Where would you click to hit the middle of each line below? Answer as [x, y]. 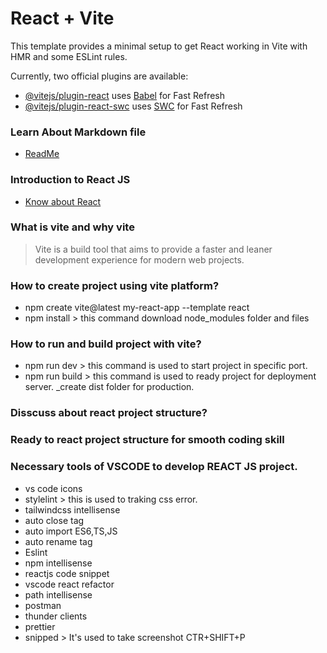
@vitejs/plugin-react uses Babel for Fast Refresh [125, 95]
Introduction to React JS [70, 180]
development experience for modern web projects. [139, 259]
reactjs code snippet [67, 573]
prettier [40, 626]
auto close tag [54, 520]
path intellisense [58, 594]
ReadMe [42, 154]
